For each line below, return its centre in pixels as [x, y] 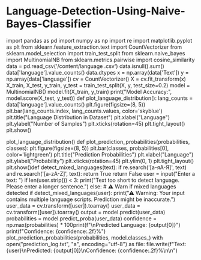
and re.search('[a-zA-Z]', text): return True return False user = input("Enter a [100, 173]
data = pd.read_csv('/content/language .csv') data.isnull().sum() [85, 66]
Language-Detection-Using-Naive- [96, 11]
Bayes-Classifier [49, 24]
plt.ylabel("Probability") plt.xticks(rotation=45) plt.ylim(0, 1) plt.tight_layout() [100, 161]
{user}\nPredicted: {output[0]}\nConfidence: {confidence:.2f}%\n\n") [92, 250]
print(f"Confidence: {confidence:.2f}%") [56, 231]
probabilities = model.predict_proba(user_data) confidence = [82, 218]
